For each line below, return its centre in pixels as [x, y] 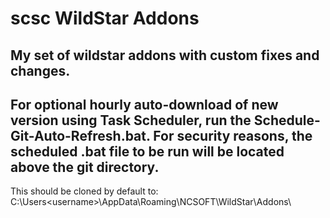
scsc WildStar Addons [105, 18]
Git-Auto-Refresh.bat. [80, 135]
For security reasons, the [233, 135]
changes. [40, 70]
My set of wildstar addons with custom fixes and [165, 55]
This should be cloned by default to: [84, 191]
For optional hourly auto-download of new [144, 104]
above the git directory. [85, 167]
